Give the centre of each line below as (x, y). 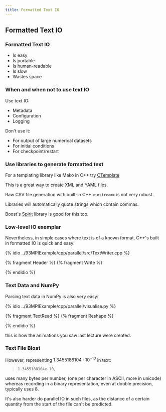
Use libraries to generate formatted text (54, 164)
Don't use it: (18, 130)
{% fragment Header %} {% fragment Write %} (54, 263)
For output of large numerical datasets (52, 141)
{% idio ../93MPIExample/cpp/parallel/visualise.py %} (61, 306)
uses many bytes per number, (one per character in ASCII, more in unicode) (83, 378)
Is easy (20, 55)
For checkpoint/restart (36, 151)
